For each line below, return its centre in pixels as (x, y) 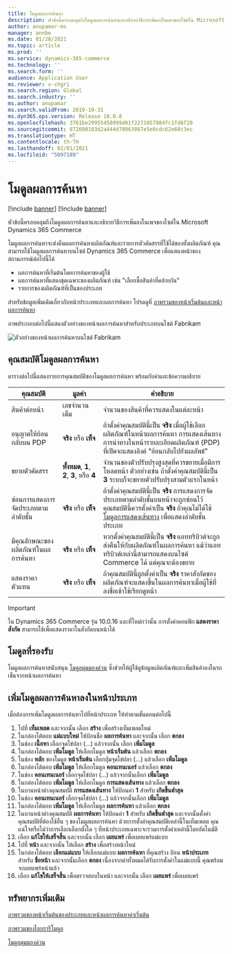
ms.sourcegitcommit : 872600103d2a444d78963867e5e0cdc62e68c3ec (101, 129)
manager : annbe (30, 33)
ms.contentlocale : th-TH (43, 142)
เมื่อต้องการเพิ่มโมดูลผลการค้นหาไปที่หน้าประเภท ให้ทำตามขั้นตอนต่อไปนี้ (89, 714)
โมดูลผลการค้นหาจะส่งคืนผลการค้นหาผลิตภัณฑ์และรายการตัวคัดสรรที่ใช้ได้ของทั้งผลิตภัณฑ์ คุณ (114, 243)
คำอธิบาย (162, 393)
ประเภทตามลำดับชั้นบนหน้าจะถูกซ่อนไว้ (153, 499)
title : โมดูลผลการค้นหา (35, 13)
